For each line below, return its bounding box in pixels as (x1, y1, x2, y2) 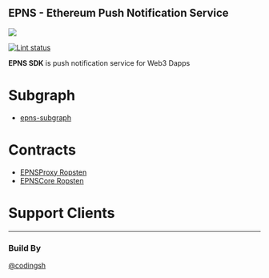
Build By (8, 242, 42, 253)
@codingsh (8, 260, 46, 270)
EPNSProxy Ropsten (19, 167, 87, 177)
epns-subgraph (19, 112, 72, 123)
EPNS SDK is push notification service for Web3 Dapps (8, 58, 191, 67)
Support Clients (8, 203, 115, 222)
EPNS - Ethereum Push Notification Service (8, 6, 230, 20)
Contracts (8, 140, 77, 159)
